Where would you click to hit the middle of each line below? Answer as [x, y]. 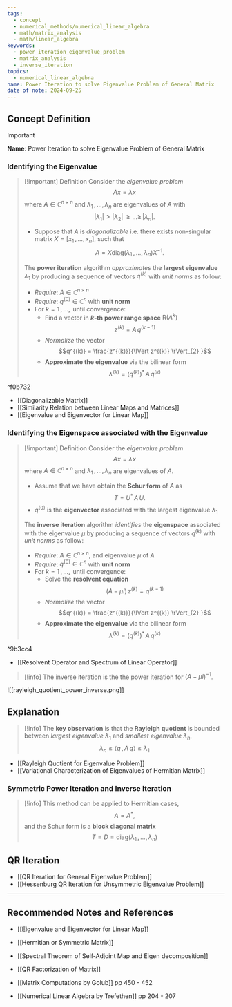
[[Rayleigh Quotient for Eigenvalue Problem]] [81, 763]
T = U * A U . [130, 497]
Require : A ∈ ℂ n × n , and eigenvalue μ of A [95, 555]
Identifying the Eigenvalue [52, 166]
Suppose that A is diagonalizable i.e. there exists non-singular [123, 231]
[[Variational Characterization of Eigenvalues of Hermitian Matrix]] [111, 770]
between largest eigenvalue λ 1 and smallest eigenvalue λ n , [108, 736]
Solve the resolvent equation [87, 579]
